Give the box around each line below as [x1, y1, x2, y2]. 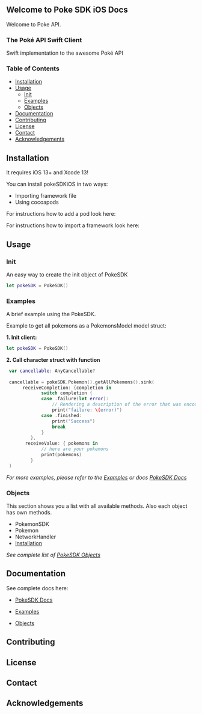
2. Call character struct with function [6, 356, 100, 363]
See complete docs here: [6, 584, 69, 591]
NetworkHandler [14, 533, 56, 540]
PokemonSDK [14, 520, 50, 528]
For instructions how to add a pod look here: [6, 210, 116, 218]
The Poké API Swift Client [6, 35, 82, 44]
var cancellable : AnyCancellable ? [8, 368, 96, 374]
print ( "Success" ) [52, 418, 96, 424]
